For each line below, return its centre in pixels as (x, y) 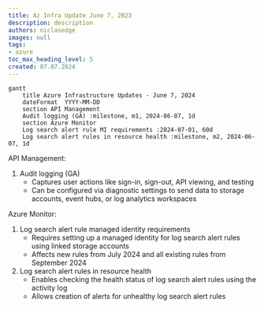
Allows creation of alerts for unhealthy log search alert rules (128, 296)
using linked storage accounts (80, 246)
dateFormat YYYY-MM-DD (61, 102)
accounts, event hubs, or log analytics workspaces (114, 199)
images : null (30, 37)
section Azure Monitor (59, 123)
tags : (17, 45)
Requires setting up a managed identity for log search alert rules (136, 237)
